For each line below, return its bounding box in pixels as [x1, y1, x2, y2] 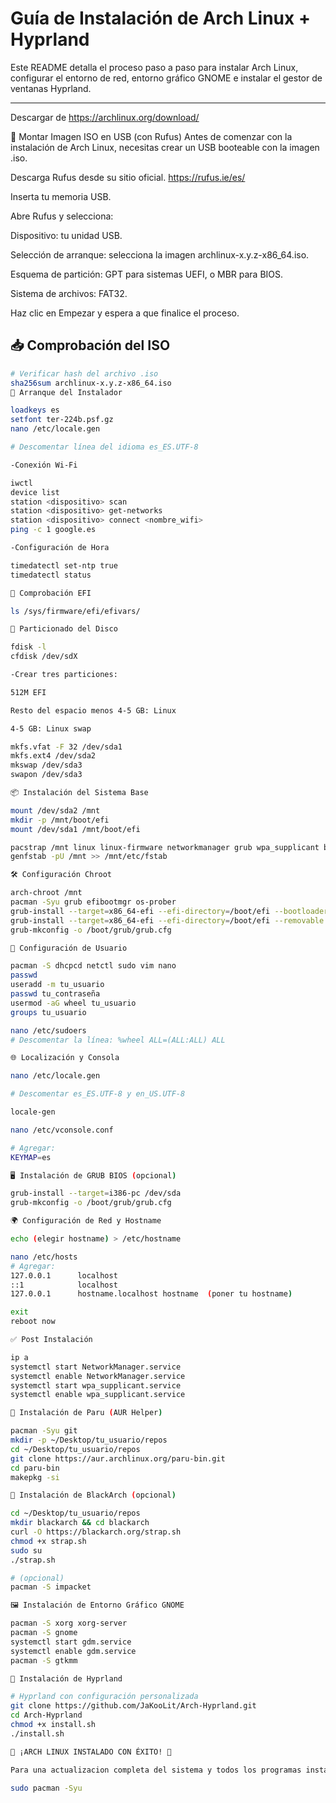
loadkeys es [10, 405, 60, 416]
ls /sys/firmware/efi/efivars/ [10, 606, 141, 616]
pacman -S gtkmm [10, 1655, 78, 1666]
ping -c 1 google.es [10, 525, 97, 535]
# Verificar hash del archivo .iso [10, 368, 159, 379]
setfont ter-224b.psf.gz [10, 415, 114, 425]
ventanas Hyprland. [10, 82, 92, 94]
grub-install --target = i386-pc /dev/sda [10, 1188, 182, 1199]
